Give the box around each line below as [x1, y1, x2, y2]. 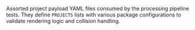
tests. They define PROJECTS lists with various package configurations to [6, 11, 181, 18]
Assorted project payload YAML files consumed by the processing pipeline [6, 5, 189, 12]
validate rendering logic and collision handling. [6, 18, 121, 24]
